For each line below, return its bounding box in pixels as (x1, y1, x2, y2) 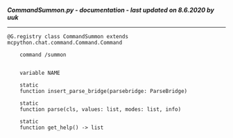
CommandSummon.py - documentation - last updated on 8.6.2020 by (7, 6, 215, 14)
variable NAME (19, 69, 60, 76)
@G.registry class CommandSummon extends (7, 33, 129, 40)
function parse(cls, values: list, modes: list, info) (19, 106, 182, 113)
